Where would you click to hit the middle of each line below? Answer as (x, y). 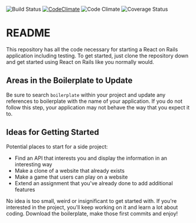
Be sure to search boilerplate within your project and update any (86, 95)
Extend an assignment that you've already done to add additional (94, 183)
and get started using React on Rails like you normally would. (80, 62)
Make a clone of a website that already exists (70, 170)
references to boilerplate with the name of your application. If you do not (94, 101)
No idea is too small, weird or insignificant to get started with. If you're (92, 201)
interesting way (33, 164)
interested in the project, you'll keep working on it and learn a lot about (92, 207)
